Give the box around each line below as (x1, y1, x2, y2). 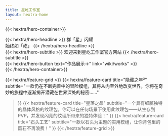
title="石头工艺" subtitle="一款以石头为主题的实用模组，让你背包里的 (17, 119, 161, 125)
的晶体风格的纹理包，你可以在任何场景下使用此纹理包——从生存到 (17, 106, 155, 112)
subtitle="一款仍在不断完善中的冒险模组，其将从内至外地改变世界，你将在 (5, 83, 159, 89)
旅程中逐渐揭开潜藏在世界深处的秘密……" (14, 89, 99, 95)
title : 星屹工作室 (5, 7, 40, 13)
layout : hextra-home (5, 12, 49, 17)
